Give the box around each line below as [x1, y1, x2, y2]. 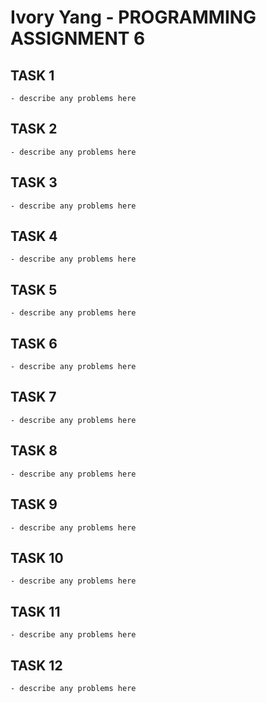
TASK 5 [10, 281, 58, 298]
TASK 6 [10, 335, 58, 352]
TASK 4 [10, 228, 58, 245]
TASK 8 [10, 442, 58, 460]
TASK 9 [10, 496, 58, 513]
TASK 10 [10, 549, 64, 566]
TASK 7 [10, 389, 57, 406]
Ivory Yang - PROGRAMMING [10, 6, 257, 29]
